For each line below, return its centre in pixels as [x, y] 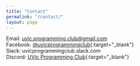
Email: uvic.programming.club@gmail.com [57, 39]
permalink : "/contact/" [35, 17]
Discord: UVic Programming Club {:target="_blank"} [68, 57]
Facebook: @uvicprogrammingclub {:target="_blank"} [70, 45]
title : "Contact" [27, 11]
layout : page [22, 22]
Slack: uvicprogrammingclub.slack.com [53, 51]
